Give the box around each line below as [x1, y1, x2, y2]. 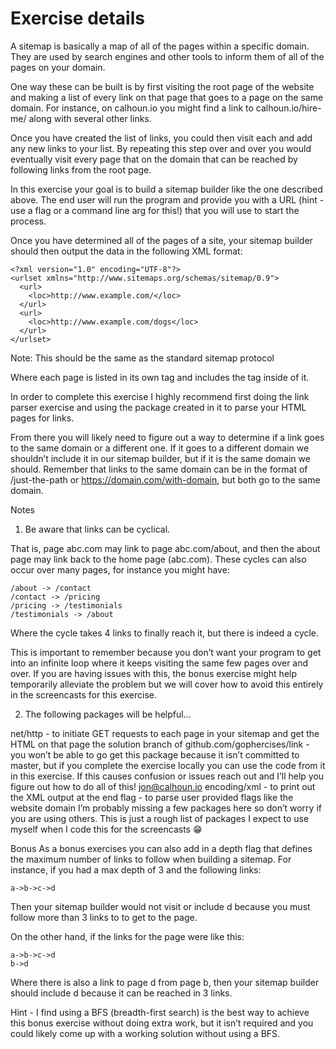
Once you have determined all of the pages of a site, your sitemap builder [10, 234, 313, 246]
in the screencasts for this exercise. [10, 688, 158, 701]
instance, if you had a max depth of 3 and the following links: [10, 863, 262, 876]
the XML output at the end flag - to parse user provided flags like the [10, 791, 294, 803]
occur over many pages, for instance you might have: [10, 563, 230, 576]
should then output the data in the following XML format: [10, 245, 243, 257]
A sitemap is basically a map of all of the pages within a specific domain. [10, 40, 310, 52]
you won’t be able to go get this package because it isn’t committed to [10, 748, 300, 761]
